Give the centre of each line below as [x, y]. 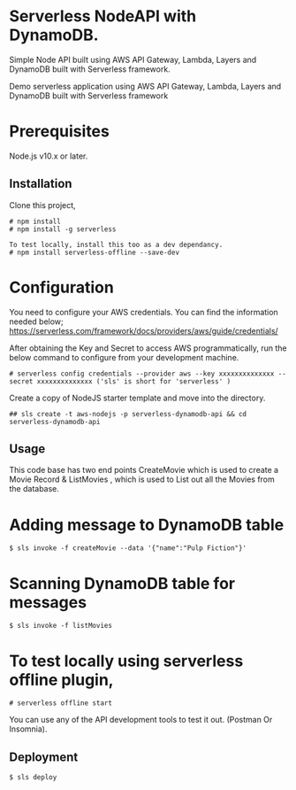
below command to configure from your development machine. [124, 357]
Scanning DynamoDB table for [122, 583]
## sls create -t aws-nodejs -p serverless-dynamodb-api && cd [128, 414]
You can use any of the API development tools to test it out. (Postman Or [141, 720]
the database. [34, 489]
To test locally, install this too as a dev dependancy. [116, 244]
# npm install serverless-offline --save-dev [94, 252]
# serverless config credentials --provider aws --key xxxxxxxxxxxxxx [142, 374]
